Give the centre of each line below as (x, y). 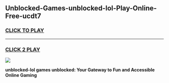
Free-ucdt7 (23, 16)
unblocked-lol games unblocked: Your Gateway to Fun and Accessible (80, 69)
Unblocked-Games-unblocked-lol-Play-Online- (81, 8)
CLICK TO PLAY (25, 31)
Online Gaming (21, 75)
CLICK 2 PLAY (23, 49)
